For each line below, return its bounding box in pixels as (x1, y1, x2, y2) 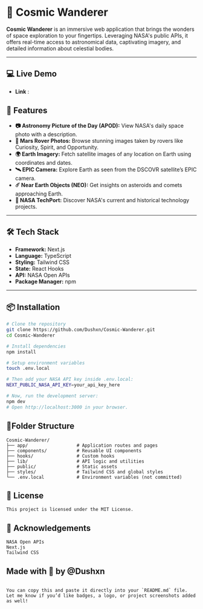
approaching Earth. (14, 190, 63, 197)
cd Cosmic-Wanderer (6, 332, 56, 338)
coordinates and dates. (14, 159, 72, 166)
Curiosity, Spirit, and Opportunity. (14, 143, 98, 151)
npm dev (6, 398, 26, 404)
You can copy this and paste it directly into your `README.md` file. (6, 587, 188, 593)
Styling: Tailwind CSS (14, 258, 70, 266)
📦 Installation (6, 302, 60, 312)
